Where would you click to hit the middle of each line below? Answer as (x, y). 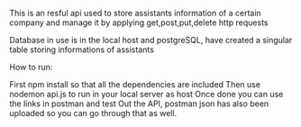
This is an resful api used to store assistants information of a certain (135, 13)
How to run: (31, 67)
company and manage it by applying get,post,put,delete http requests (139, 23)
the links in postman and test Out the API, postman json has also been (139, 104)
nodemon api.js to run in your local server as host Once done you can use (146, 94)
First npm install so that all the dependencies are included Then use (135, 84)
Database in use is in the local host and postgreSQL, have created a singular (151, 40)
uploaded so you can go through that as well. (93, 113)
